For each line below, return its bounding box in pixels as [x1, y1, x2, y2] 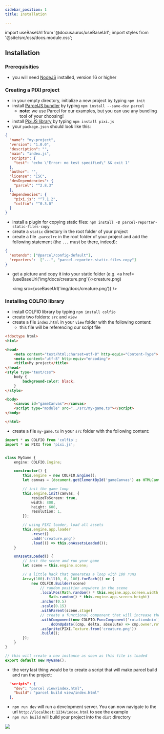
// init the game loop [22, 486, 69, 491]
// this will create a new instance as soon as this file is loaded [5, 653, 147, 658]
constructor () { [14, 468, 47, 474]
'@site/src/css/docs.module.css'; [5, 35, 73, 41]
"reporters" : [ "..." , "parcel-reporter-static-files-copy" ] [9, 257, 137, 262]
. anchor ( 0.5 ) [40, 599, 67, 604]
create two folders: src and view [12, 314, 77, 320]
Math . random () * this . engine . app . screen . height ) [48, 594, 150, 600]
